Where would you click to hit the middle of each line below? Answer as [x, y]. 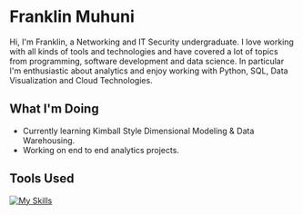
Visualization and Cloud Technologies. [81, 80]
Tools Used [42, 179]
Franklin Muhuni [72, 17]
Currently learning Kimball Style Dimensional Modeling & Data [138, 131]
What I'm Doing [54, 109]
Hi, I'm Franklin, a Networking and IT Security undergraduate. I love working [151, 42]
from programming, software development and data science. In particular [147, 61]
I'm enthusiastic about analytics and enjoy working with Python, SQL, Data [149, 71]
